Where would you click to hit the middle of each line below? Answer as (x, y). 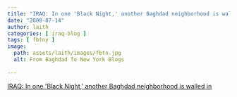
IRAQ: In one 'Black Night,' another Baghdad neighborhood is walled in (110, 86)
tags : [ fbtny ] (31, 40)
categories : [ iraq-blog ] (47, 33)
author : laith (28, 27)
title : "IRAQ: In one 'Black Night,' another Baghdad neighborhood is (113, 14)
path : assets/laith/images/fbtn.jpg (67, 53)
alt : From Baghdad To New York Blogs (69, 60)
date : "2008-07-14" (36, 20)
